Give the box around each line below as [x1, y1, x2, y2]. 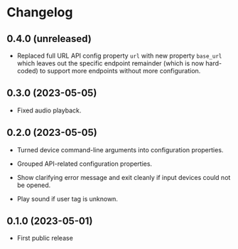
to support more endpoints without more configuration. [39, 67, 201, 75]
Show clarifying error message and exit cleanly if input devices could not [16, 173, 231, 181]
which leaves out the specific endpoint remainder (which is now [16, 59, 204, 68]
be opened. [16, 181, 51, 189]
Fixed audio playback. [16, 106, 82, 115]
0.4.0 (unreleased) [6, 33, 92, 45]
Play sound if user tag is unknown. [16, 194, 119, 203]
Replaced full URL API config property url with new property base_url [16, 51, 222, 60]
